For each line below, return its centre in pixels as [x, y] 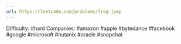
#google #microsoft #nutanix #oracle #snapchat [64, 34]
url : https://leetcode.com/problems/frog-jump [64, 11]
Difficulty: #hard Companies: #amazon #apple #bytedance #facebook [90, 28]
